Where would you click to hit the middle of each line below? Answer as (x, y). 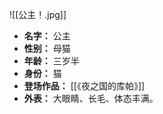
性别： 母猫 (47, 48)
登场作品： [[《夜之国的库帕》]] (84, 86)
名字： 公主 (47, 36)
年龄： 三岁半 (51, 61)
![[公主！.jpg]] (38, 14)
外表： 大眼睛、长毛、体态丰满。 (91, 98)
